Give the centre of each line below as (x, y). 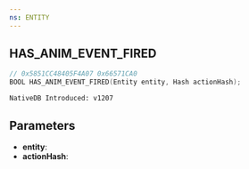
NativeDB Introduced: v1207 (62, 99)
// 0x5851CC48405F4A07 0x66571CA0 (74, 74)
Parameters (42, 125)
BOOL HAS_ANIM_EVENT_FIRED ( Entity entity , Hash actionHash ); (125, 82)
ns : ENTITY (29, 17)
